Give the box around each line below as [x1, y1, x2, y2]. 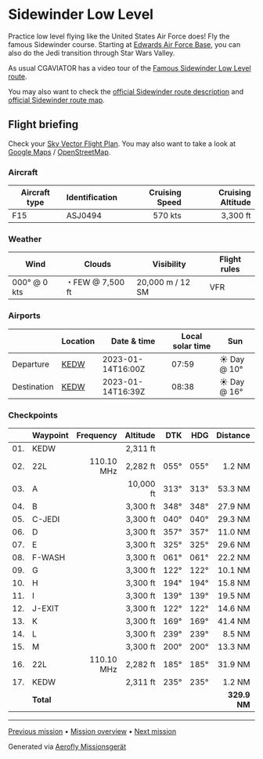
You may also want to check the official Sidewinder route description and [8, 86, 244, 96]
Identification [66, 192, 117, 203]
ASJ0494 [66, 210, 102, 221]
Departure [12, 359, 49, 370]
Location [61, 335, 95, 346]
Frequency [76, 429, 117, 440]
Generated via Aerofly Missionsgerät [8, 742, 127, 751]
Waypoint [32, 429, 69, 440]
